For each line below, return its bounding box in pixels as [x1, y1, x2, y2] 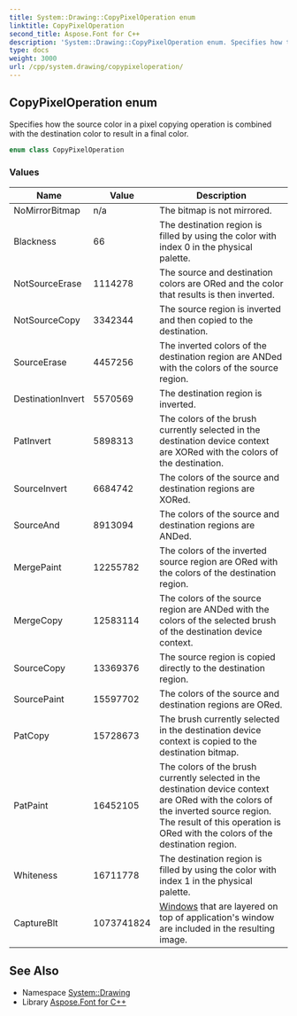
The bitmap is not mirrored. [158, 204, 272, 216]
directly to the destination [158, 661, 265, 674]
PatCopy [13, 729, 50, 741]
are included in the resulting [158, 922, 276, 934]
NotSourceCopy [13, 314, 81, 326]
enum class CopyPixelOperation [9, 145, 125, 154]
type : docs [9, 46, 49, 55]
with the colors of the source [158, 361, 278, 373]
